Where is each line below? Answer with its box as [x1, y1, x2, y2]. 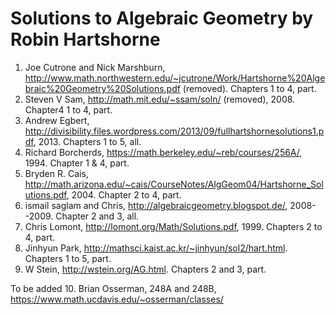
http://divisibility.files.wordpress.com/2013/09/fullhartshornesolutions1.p [24, 125, 325, 137]
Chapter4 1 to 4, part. [24, 103, 113, 116]
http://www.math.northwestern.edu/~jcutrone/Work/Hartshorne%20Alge [24, 72, 326, 84]
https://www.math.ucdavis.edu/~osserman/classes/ [10, 293, 224, 305]
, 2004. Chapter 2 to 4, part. [66, 188, 182, 201]
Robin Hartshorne [10, 28, 161, 51]
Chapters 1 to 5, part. [24, 252, 112, 264]
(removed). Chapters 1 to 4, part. [182, 82, 317, 94]
